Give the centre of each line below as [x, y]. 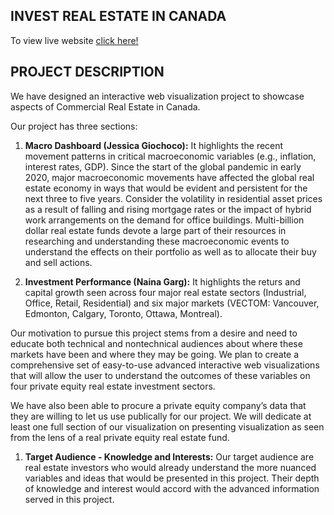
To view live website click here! [74, 40]
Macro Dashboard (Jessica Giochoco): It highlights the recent [154, 145]
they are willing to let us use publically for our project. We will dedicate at [161, 416]
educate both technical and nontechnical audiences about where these [156, 343]
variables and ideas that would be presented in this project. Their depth [172, 478]
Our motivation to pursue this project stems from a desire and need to [154, 333]
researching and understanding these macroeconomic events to [157, 241]
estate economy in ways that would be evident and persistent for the [166, 188]
